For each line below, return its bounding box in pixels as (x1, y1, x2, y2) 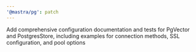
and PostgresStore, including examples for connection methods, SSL (6, 32, 180, 40)
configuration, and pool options (6, 39, 86, 46)
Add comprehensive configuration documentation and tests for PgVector (6, 26, 190, 33)
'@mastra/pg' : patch (6, 9, 59, 15)
